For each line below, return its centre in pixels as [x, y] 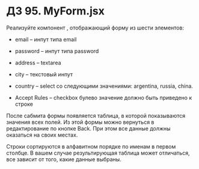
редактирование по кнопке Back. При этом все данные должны [88, 128]
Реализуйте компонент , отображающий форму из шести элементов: [95, 28]
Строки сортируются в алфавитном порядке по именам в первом [91, 146]
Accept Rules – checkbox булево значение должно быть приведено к [103, 97]
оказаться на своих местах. [42, 135]
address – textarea [38, 63]
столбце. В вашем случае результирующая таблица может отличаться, [98, 153]
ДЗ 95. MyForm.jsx [56, 11]
